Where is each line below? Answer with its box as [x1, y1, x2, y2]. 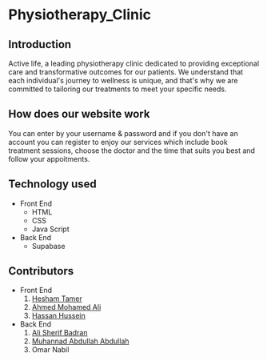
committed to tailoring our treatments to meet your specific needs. [8, 84, 227, 94]
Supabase [31, 241, 66, 251]
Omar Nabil [31, 345, 70, 355]
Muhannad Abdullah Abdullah [31, 336, 130, 346]
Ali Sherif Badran [31, 328, 88, 338]
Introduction [8, 38, 72, 51]
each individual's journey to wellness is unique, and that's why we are [8, 76, 238, 85]
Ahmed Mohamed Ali [31, 303, 102, 312]
